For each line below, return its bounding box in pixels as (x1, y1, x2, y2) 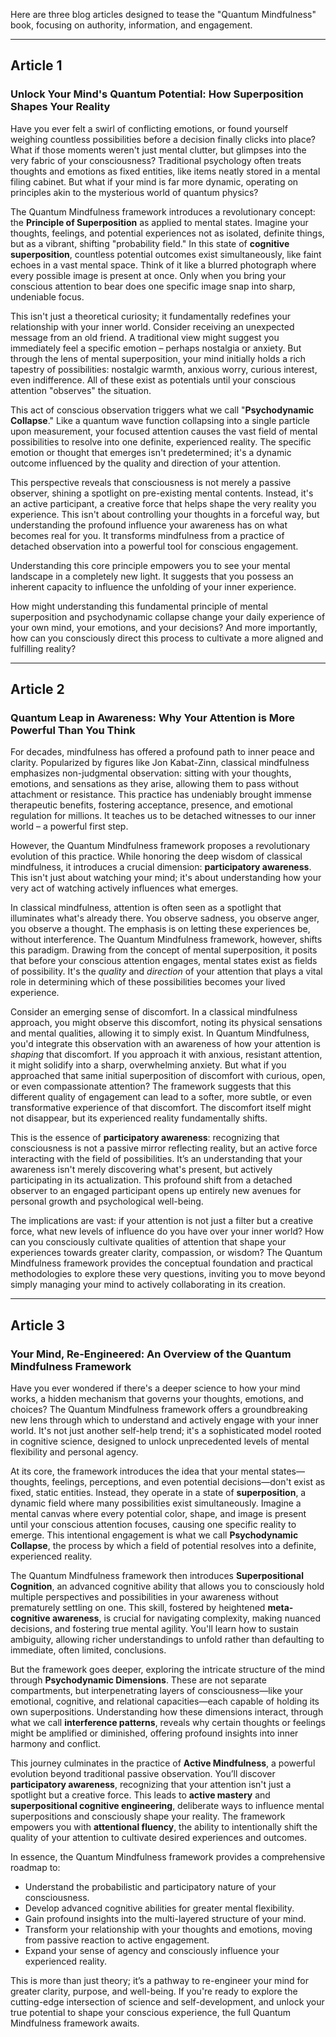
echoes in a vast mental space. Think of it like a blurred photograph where (10, 259, 317, 271)
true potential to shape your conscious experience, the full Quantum (10, 2007, 292, 2019)
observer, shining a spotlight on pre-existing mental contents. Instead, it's (10, 487, 314, 499)
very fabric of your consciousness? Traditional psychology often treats (10, 154, 302, 166)
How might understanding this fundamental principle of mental (10, 600, 268, 612)
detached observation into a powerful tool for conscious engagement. (10, 540, 299, 552)
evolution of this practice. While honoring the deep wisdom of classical (10, 850, 303, 863)
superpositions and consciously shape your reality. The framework (10, 1810, 286, 1823)
